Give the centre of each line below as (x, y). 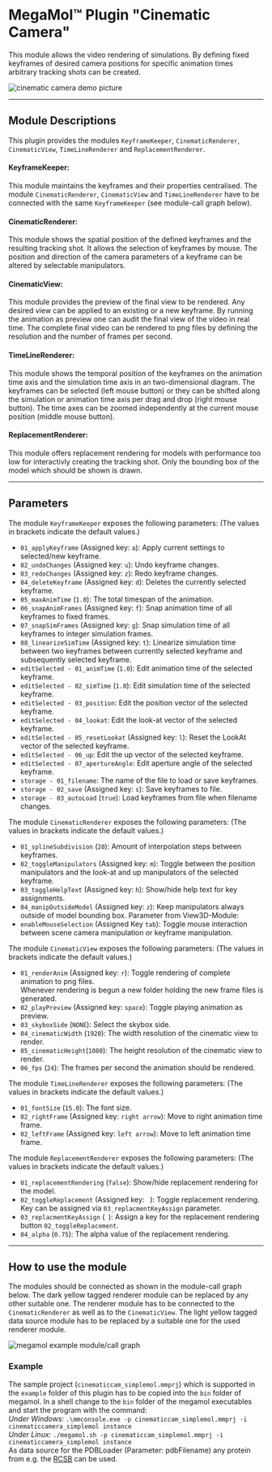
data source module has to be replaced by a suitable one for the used (124, 1321)
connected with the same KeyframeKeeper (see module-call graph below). (130, 203)
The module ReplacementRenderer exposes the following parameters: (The (131, 1158)
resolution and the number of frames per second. (90, 337)
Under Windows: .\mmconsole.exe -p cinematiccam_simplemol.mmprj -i (128, 1418)
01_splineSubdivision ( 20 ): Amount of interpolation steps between (131, 846)
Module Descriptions (62, 121)
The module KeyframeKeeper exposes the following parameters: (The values (134, 523)
